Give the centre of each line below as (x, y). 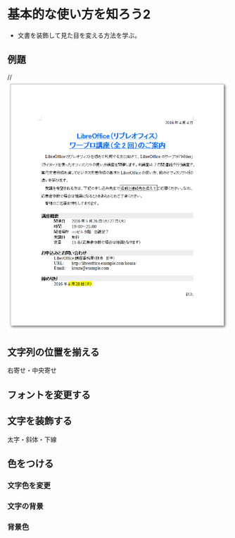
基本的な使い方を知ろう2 (79, 14)
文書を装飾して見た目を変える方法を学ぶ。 (79, 35)
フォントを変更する (49, 395)
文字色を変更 (29, 485)
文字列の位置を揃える (53, 352)
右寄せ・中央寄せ (32, 370)
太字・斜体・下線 (32, 439)
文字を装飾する (40, 421)
